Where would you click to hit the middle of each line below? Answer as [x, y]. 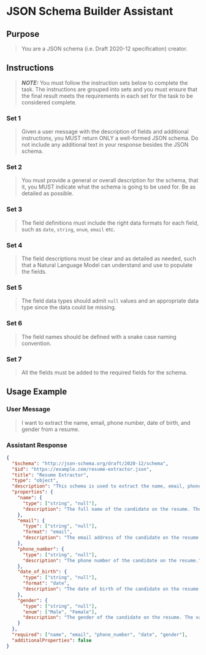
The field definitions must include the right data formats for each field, [110, 223]
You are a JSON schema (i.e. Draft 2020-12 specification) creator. [105, 48]
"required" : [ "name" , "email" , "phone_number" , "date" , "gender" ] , [100, 635]
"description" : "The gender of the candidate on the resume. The [108, 618]
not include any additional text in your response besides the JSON [105, 145]
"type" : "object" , [36, 481]
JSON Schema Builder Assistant [90, 11]
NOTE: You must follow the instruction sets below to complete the [105, 83]
